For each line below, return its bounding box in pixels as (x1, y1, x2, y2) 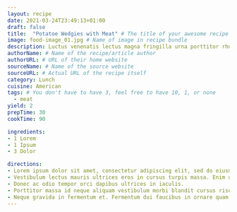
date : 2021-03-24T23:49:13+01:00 (7, 17, 106, 24)
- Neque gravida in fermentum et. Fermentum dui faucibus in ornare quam (7, 194, 229, 201)
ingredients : (7, 128, 46, 135)
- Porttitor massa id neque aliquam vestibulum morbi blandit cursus (7, 187, 217, 194)
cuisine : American (7, 83, 61, 90)
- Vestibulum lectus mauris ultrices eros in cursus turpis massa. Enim (7, 174, 226, 181)
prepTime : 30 (7, 109, 46, 116)
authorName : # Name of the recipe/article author (7, 50, 157, 57)
